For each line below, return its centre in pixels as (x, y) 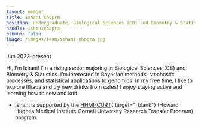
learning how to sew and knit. (42, 93)
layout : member (25, 12)
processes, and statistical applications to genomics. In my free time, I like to (100, 80)
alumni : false (24, 34)
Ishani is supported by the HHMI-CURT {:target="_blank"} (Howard (97, 105)
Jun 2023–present (29, 56)
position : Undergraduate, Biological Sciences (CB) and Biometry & (92, 23)
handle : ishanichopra (33, 28)
